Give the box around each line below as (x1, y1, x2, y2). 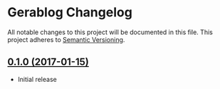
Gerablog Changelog (7, 4, 133, 21)
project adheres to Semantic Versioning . (7, 35, 125, 43)
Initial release (17, 75, 57, 83)
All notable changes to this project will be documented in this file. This (7, 28, 214, 36)
